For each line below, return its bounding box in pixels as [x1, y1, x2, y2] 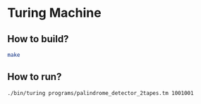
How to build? [7, 33, 69, 45]
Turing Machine [7, 5, 102, 21]
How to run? [7, 71, 62, 83]
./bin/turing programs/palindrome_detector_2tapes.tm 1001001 [7, 89, 194, 96]
